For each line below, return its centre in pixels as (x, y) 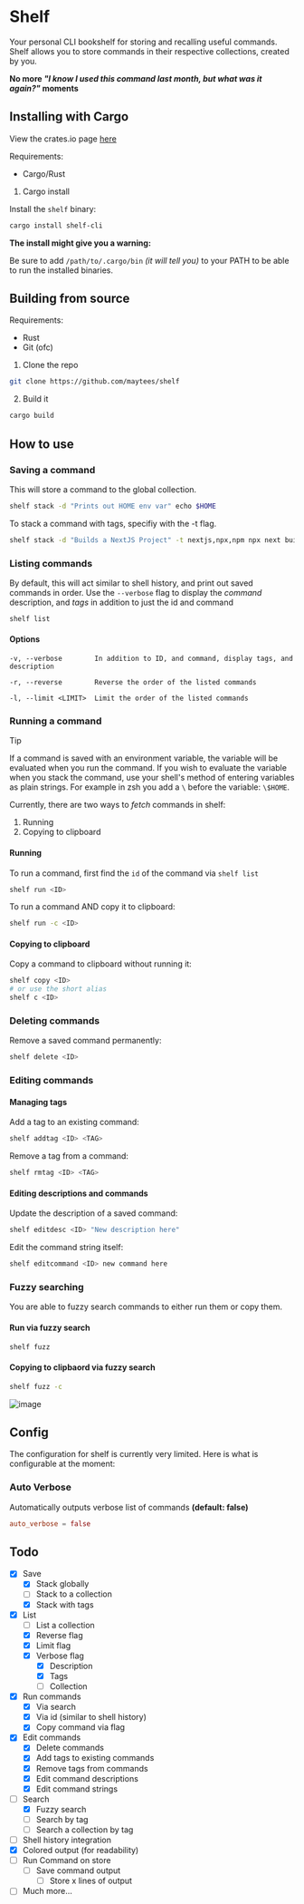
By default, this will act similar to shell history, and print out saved (131, 583)
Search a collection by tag (85, 1830)
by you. (24, 61)
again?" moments (44, 88)
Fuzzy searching (47, 1287)
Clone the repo (50, 365)
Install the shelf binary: (53, 209)
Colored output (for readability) (81, 1851)
